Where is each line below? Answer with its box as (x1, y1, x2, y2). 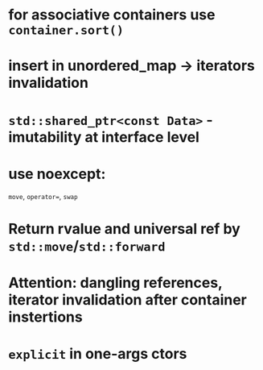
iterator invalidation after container (8, 290, 247, 309)
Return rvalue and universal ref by (8, 219, 241, 238)
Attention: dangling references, (8, 273, 223, 292)
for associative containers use (8, 6, 216, 24)
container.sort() (8, 23, 125, 38)
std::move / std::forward (8, 236, 166, 255)
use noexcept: (8, 164, 106, 183)
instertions (8, 308, 83, 326)
